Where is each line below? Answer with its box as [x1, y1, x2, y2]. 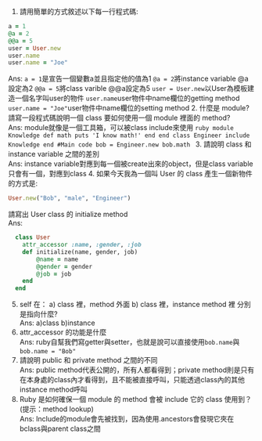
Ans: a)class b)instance [19, 318, 95, 327]
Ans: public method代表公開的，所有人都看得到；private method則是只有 [19, 365, 255, 374]
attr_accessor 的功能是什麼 [19, 327, 107, 337]
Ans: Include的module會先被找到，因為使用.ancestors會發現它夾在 [19, 414, 235, 424]
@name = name [36, 255, 79, 263]
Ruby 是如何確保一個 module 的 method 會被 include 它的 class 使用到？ [19, 395, 253, 404]
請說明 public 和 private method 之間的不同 [19, 356, 158, 365]
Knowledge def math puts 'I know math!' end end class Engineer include [8, 132, 250, 139]
